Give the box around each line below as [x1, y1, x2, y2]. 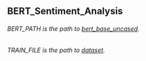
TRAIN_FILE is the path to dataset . [7, 46, 105, 54]
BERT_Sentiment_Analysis [7, 5, 123, 17]
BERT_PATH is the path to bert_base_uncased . [7, 24, 140, 33]
